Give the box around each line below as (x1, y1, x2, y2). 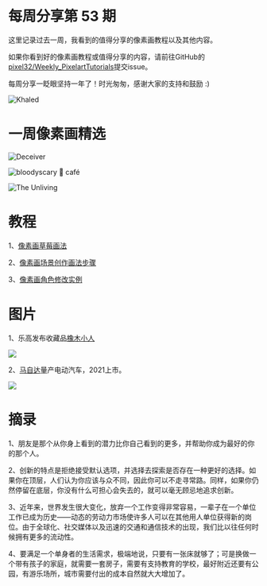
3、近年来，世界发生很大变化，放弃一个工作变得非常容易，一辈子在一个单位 (8, 502, 257, 511)
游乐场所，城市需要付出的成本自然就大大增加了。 (29, 569, 189, 578)
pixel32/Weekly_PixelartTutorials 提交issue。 (8, 61, 153, 72)
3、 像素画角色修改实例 (8, 274, 83, 284)
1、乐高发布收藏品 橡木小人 (8, 333, 95, 343)
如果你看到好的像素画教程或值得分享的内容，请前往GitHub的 (8, 52, 205, 61)
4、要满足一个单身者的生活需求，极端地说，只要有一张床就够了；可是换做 (8, 549, 250, 558)
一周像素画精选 (8, 125, 106, 143)
